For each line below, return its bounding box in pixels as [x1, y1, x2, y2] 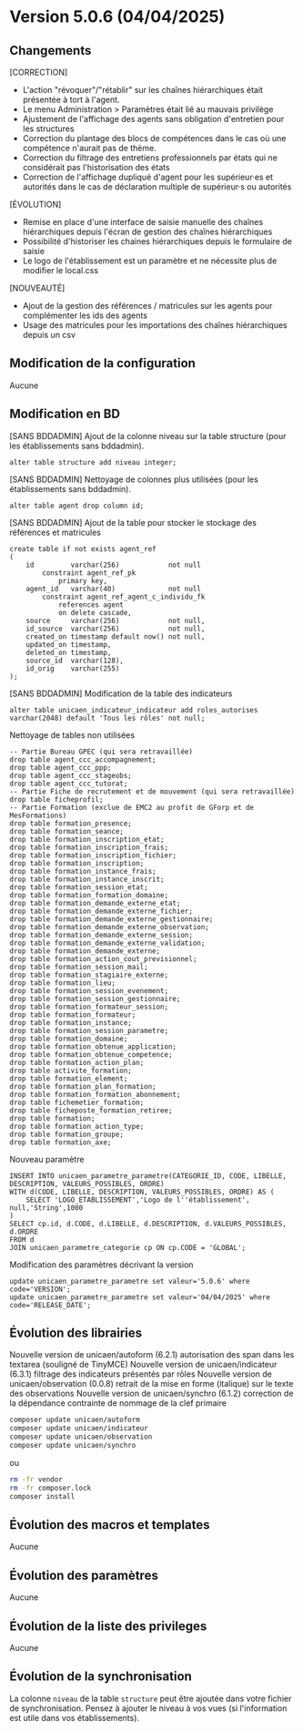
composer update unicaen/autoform [9, 1415, 141, 1425]
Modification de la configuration [9, 355, 196, 371]
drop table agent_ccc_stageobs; [9, 771, 132, 780]
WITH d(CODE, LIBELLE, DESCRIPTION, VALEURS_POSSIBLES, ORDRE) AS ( [9, 1187, 275, 1196]
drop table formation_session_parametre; [9, 1026, 169, 1035]
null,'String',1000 [9, 1203, 84, 1213]
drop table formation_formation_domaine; [9, 890, 169, 899]
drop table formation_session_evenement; [9, 986, 169, 995]
